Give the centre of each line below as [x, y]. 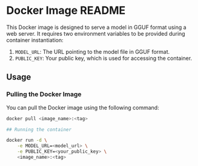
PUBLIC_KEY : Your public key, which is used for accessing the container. [104, 58]
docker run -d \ [27, 140]
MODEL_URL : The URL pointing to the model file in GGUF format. [92, 51]
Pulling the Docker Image [44, 94]
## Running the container [39, 129]
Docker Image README [66, 11]
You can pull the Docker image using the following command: [83, 107]
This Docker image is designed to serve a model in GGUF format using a [96, 27]
